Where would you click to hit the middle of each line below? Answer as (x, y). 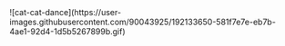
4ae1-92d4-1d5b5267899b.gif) (67, 32)
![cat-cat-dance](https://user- (65, 12)
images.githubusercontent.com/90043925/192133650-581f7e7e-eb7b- (142, 22)
